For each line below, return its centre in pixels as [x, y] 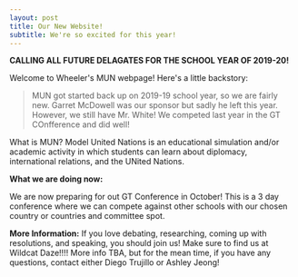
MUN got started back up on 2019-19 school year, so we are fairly [155, 95]
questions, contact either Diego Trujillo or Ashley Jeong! [114, 262]
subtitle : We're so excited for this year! [93, 35]
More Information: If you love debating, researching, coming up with [138, 233]
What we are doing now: [56, 179]
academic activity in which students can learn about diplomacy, [129, 152]
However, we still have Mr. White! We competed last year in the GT [156, 115]
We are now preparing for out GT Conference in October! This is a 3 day [144, 197]
